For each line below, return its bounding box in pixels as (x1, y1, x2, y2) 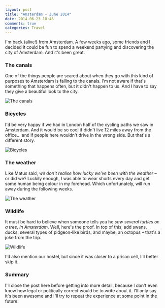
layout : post (5, 7, 32, 12)
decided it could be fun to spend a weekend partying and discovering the (5, 44, 154, 50)
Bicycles (5, 110, 26, 117)
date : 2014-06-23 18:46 (5, 16, 54, 21)
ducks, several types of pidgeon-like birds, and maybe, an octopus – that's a (5, 229, 161, 235)
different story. (5, 137, 35, 143)
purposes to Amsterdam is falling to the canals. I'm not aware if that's (5, 78, 146, 84)
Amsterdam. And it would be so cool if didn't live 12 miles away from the (5, 126, 152, 133)
